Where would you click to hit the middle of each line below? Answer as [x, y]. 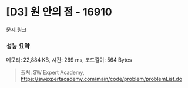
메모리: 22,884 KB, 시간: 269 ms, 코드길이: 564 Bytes [69, 60]
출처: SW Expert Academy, [52, 72]
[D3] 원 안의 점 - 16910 [59, 12]
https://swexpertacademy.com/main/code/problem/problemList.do [101, 79]
